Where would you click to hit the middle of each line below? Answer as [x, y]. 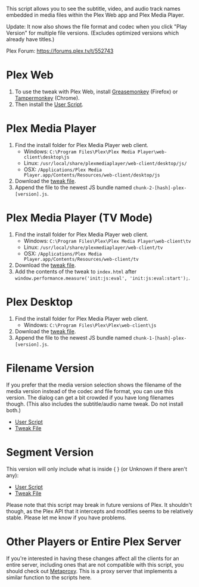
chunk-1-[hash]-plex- [160, 338]
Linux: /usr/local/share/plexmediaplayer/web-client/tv [93, 247]
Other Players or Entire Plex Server [94, 542]
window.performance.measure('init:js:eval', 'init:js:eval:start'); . [102, 278]
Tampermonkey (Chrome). [47, 98]
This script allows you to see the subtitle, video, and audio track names [93, 9]
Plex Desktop [40, 302]
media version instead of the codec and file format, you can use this [90, 391]
